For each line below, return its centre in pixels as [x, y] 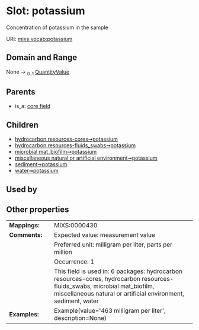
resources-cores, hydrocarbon [97, 279]
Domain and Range [42, 58]
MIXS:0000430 [76, 226]
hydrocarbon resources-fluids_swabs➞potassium [75, 145]
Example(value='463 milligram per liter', [110, 311]
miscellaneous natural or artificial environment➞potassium [86, 158]
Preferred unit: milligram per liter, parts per [113, 245]
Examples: [24, 315]
